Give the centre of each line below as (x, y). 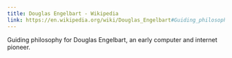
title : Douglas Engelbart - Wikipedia (63, 13)
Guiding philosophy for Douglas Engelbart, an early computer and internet (112, 39)
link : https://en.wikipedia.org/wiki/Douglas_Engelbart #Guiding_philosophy (118, 20)
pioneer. (19, 47)
